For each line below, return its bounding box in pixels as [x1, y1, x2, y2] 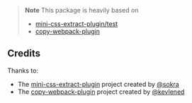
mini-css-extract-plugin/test [35, 20, 118, 28]
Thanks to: [7, 66, 39, 75]
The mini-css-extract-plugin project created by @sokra [17, 80, 179, 88]
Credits [7, 47, 41, 59]
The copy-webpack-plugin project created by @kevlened [17, 87, 185, 96]
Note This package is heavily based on [24, 6, 139, 14]
